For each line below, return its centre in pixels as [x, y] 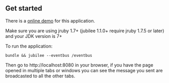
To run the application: [29, 46]
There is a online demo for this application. [50, 20]
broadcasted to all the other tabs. [40, 76]
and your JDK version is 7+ [34, 36]
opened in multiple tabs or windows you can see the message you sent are [84, 70]
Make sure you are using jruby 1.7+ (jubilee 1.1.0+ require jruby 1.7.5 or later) [85, 31]
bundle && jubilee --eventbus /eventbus [49, 55]
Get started [24, 8]
